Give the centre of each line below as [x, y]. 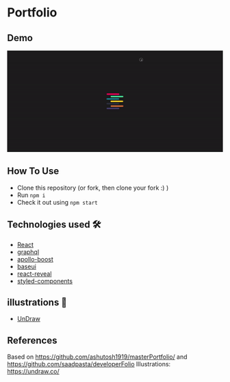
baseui [26, 266]
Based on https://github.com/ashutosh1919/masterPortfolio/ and [97, 357]
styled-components [45, 281]
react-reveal [34, 273]
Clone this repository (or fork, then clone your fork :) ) [93, 188]
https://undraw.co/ [33, 372]
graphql [28, 252]
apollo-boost [35, 259]
